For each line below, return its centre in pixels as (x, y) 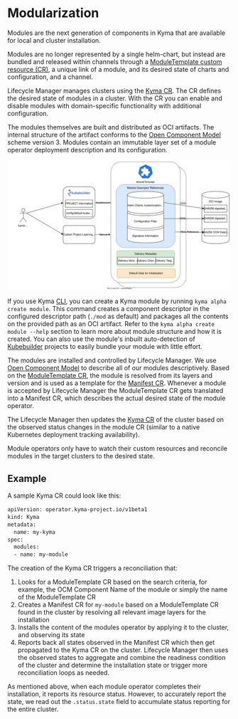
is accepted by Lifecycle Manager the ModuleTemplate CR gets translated (115, 391)
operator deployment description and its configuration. (87, 149)
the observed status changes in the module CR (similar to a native (104, 427)
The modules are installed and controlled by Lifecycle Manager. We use (112, 360)
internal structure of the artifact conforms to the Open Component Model (114, 135)
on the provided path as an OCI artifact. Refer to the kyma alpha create (111, 324)
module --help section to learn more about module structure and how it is (115, 332)
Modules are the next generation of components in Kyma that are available (117, 33)
